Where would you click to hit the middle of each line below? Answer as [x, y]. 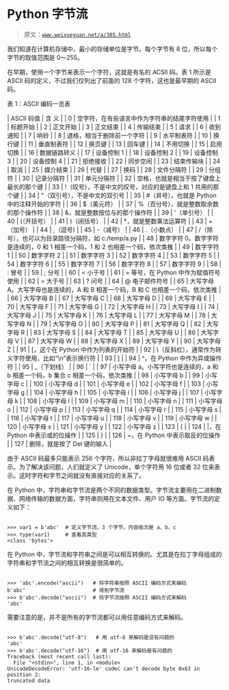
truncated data [29, 680]
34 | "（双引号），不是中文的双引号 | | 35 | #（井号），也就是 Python [122, 195]
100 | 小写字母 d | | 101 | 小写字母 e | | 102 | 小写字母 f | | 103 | [119, 384]
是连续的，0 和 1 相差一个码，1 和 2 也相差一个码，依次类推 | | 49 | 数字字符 [113, 247]
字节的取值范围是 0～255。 [45, 57]
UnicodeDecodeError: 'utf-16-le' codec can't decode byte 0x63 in [104, 669]
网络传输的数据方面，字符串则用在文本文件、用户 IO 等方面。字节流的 [117, 498]
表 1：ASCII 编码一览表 [39, 103]
